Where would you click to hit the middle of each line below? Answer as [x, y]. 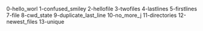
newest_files [22, 22]
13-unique [52, 22]
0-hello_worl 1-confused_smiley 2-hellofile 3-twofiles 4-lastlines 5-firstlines [102, 9]
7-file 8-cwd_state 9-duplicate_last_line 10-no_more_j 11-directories [92, 15]
